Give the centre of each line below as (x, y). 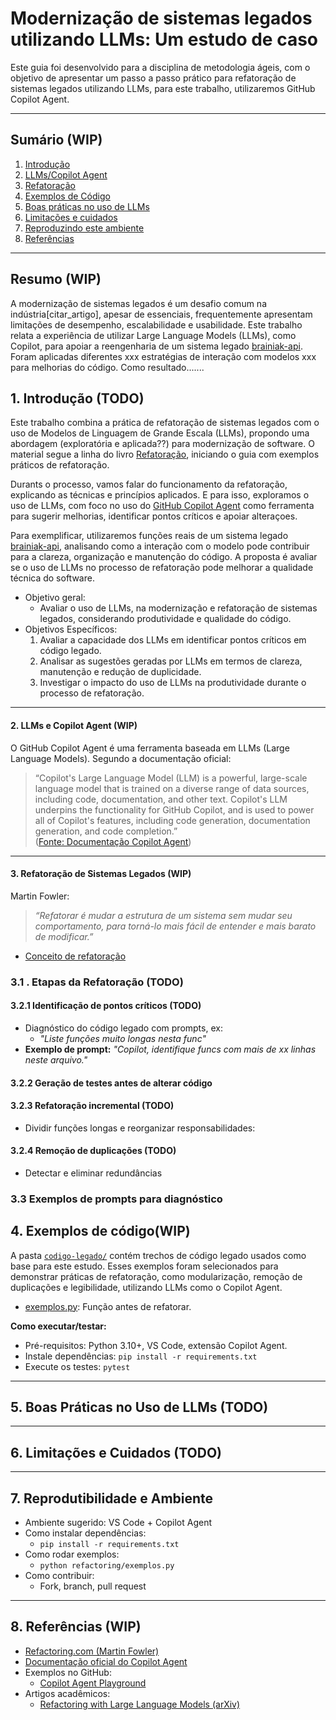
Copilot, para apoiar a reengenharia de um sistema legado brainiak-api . (156, 346)
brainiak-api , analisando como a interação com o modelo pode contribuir (160, 546)
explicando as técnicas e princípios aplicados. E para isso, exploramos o (160, 495)
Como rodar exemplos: (72, 1554)
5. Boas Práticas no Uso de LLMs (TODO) (139, 1407)
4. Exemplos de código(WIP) (100, 1231)
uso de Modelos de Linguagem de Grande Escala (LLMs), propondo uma (160, 433)
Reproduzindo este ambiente (84, 228)
